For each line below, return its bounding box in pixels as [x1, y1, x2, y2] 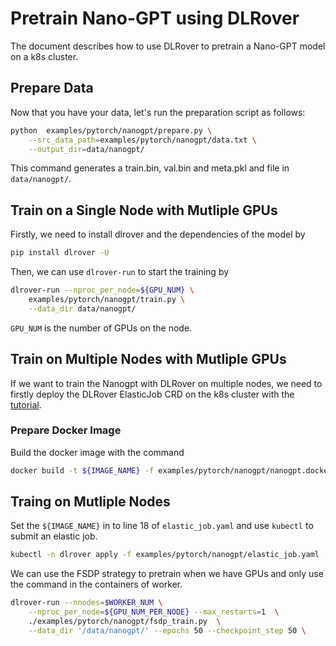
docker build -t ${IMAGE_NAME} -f [10, 465, 155, 476]
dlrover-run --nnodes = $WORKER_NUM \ [10, 598, 163, 608]
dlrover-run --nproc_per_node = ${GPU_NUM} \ [10, 285, 195, 296]
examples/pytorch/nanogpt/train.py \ [28, 294, 186, 304]
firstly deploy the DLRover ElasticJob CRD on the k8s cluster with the [10, 388, 295, 400]
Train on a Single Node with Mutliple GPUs [10, 202, 278, 219]
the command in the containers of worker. [10, 578, 183, 591]
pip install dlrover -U [10, 248, 110, 258]
